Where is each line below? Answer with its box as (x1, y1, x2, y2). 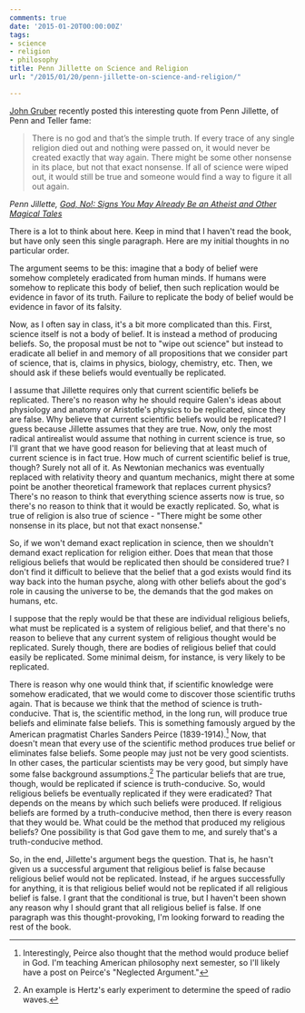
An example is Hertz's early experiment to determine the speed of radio (22, 985, 291, 996)
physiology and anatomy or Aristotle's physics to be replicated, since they (9, 403, 286, 414)
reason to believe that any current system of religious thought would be (9, 632, 277, 643)
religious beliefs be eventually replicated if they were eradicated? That (9, 788, 272, 799)
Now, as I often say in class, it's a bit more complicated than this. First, (9, 319, 272, 330)
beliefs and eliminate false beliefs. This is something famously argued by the (9, 717, 296, 728)
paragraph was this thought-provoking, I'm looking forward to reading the (9, 912, 285, 923)
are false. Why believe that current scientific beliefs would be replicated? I (9, 413, 287, 424)
